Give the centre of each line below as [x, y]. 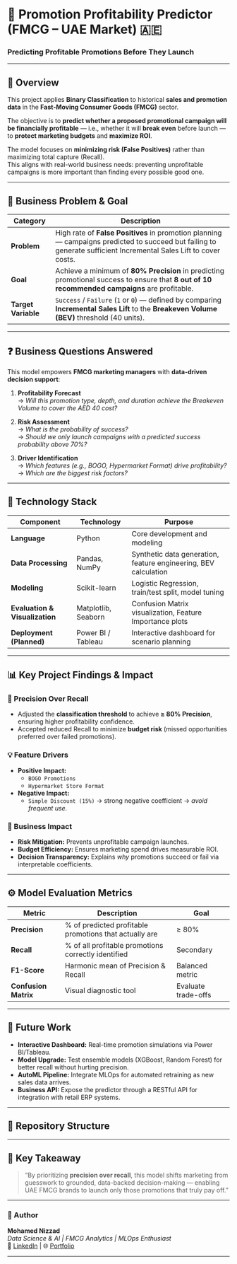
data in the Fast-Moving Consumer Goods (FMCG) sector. [93, 107]
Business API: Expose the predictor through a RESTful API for [107, 1089]
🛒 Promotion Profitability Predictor [110, 15]
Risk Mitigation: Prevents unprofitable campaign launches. [103, 842]
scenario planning [161, 642]
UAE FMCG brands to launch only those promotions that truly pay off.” [127, 1190]
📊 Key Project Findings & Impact [80, 675]
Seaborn [91, 617]
